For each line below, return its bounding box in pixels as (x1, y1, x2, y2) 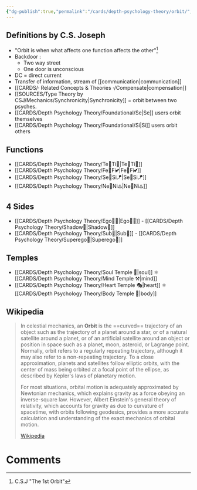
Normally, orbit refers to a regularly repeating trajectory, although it (20, 347, 183, 354)
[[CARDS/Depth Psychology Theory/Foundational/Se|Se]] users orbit (14, 109, 181, 116)
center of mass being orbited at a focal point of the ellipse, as (20, 366, 169, 373)
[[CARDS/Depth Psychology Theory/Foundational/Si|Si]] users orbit (14, 121, 178, 129)
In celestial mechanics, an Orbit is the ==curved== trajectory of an (20, 322, 182, 329)
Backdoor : (14, 53, 41, 60)
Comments (6, 453, 61, 467)
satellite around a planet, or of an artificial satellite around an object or (20, 335, 190, 342)
